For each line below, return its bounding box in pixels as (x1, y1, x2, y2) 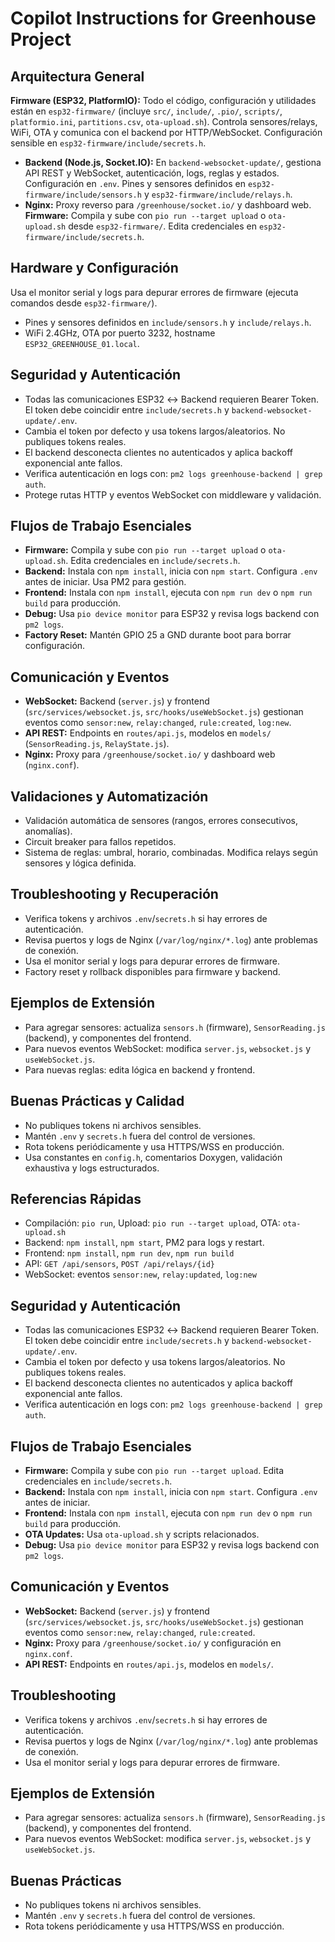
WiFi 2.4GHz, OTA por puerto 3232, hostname (24, 327, 216, 339)
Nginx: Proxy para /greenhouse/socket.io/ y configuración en (24, 1637, 282, 1649)
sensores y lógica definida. (24, 857, 137, 869)
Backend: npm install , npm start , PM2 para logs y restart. (24, 1237, 265, 1249)
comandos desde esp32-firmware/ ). (10, 297, 158, 309)
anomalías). (24, 825, 73, 837)
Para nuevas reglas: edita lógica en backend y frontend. (24, 1063, 256, 1076)
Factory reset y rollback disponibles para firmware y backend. (24, 965, 281, 977)
